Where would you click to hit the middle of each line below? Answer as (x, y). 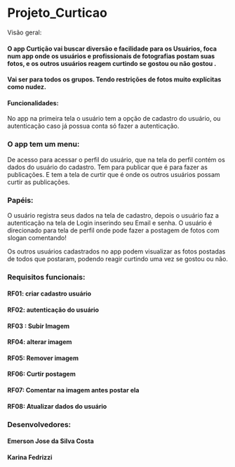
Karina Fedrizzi (30, 457)
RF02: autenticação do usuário (53, 310)
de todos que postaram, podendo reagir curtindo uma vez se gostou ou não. (117, 258)
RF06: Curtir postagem (41, 374)
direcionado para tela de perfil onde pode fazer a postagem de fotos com (113, 230)
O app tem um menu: (43, 144)
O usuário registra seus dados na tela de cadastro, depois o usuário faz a (113, 215)
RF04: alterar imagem (40, 342)
